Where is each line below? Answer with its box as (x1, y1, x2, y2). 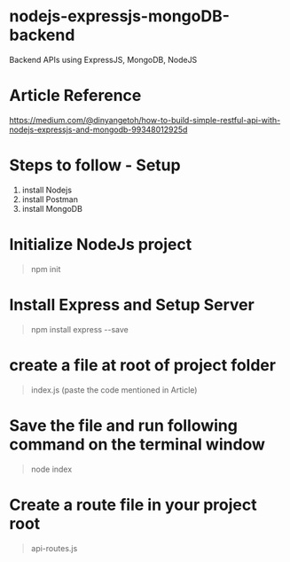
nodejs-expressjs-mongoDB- (9, 6, 231, 27)
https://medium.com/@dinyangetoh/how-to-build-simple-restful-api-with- (9, 114, 281, 125)
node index (30, 464, 73, 474)
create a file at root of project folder (9, 355, 277, 375)
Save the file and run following (9, 415, 238, 435)
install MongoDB (21, 203, 82, 214)
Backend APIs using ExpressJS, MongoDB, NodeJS (9, 54, 198, 65)
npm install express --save (30, 324, 129, 334)
